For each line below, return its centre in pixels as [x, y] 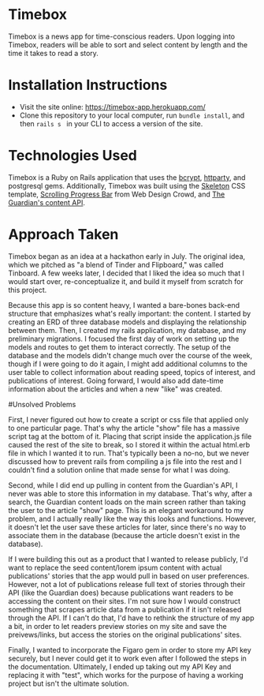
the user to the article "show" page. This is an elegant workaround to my [126, 510]
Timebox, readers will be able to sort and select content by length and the [128, 44]
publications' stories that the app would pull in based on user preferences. [129, 576]
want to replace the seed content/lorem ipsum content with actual [115, 567]
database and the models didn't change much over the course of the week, [130, 355]
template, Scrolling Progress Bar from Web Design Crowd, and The [117, 194]
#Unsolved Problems [42, 404]
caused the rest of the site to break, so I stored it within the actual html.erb [129, 444]
